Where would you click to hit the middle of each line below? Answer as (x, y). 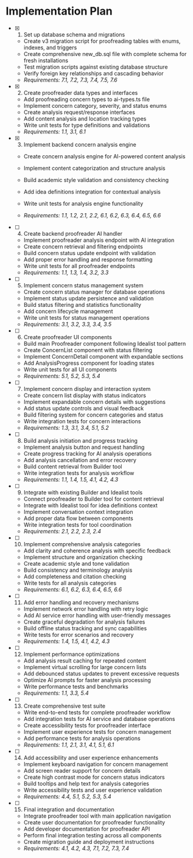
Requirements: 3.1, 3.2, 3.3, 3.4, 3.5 (68, 324)
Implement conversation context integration (78, 512)
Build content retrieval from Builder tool (73, 466)
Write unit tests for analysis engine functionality (83, 203)
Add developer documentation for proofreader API (87, 829)
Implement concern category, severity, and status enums (95, 105)
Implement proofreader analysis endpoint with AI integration (99, 240)
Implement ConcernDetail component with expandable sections (104, 356)
